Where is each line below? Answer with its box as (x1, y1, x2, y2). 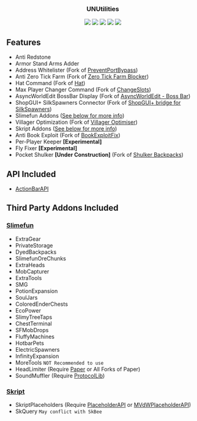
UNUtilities (86, 4, 119, 13)
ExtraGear (15, 235, 41, 243)
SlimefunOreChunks (15, 254, 66, 262)
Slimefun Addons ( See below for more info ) (15, 112, 125, 119)
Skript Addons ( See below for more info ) (15, 125, 117, 132)
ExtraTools (15, 274, 42, 281)
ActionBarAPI (15, 185, 49, 192)
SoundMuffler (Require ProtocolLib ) (15, 372, 105, 379)
